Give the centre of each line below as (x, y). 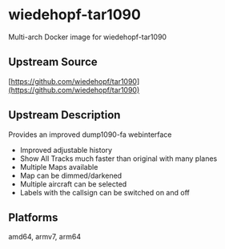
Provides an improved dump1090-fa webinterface (90, 135)
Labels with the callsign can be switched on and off (104, 192)
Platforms (33, 217)
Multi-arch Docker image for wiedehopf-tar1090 (87, 37)
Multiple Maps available (59, 167)
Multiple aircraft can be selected (73, 184)
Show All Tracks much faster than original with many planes (119, 159)
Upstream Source (53, 62)
